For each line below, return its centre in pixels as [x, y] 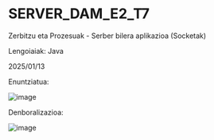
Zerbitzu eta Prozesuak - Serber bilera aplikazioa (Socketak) [107, 36]
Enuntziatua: [29, 81]
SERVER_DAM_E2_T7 [79, 14]
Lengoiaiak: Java [36, 51]
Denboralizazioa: [36, 112]
